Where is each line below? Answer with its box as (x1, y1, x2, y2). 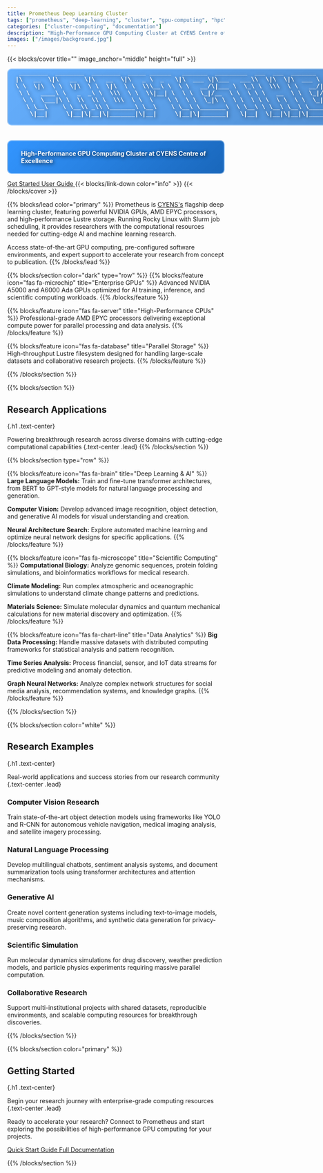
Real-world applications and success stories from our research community (7, 772, 219, 781)
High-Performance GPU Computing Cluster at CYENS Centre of (21, 149, 206, 158)
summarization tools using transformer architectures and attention (7, 868, 195, 876)
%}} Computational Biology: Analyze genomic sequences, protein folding (7, 561, 218, 569)
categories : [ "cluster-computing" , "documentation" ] (7, 23, 162, 30)
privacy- (192, 915, 216, 923)
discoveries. (7, 1018, 42, 1026)
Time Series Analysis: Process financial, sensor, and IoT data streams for (7, 658, 217, 667)
